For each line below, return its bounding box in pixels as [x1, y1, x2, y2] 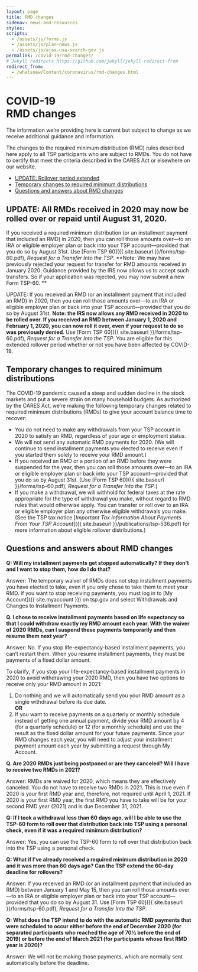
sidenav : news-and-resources [6, 19, 78, 25]
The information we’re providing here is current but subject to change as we [6, 126, 191, 134]
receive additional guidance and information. [6, 133, 115, 140]
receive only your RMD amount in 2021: [6, 680, 102, 687]
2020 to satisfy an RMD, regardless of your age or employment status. [14, 432, 186, 439]
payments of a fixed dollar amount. [6, 656, 92, 664]
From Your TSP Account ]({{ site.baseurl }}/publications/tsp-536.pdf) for [14, 520, 190, 527]
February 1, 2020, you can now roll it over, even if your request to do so [6, 323, 184, 329]
